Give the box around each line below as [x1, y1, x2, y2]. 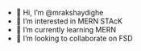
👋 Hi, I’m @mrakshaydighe [15, 8, 104, 17]
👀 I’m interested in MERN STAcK [15, 16, 123, 26]
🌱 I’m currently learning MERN [15, 25, 117, 34]
